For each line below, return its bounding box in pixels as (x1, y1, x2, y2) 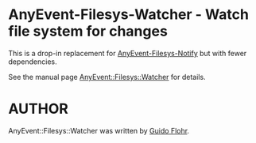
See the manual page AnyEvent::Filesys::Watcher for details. (8, 72, 206, 81)
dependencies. (8, 57, 57, 66)
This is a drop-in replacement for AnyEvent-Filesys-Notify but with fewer (8, 48, 247, 58)
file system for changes (8, 22, 169, 40)
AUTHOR (8, 100, 69, 118)
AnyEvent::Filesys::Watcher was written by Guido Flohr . (8, 126, 189, 135)
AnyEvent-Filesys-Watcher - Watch (8, 6, 249, 24)
